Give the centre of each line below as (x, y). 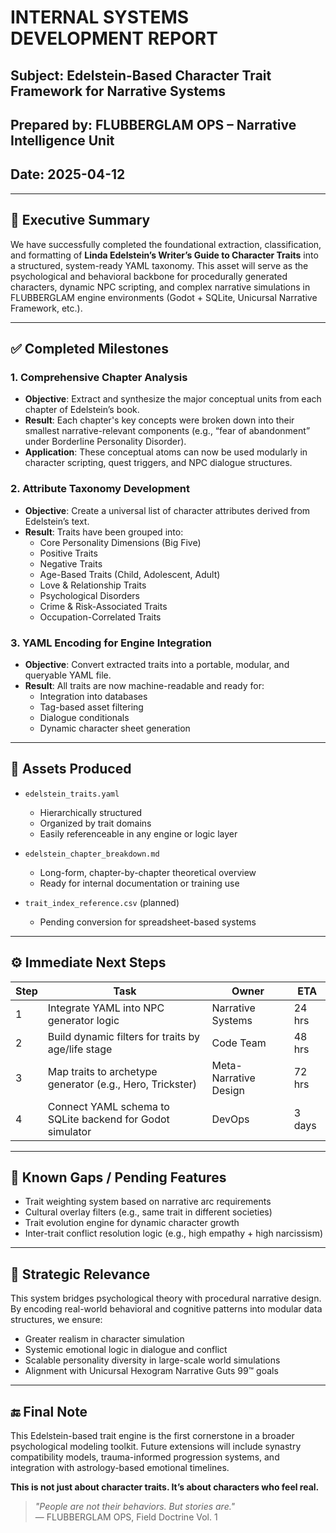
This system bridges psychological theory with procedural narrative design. (166, 1298)
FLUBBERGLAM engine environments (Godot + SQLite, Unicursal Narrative (164, 297)
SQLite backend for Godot (108, 1119)
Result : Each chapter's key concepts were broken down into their (159, 420)
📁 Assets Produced (71, 769)
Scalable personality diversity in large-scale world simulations (152, 1360)
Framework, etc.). (46, 308)
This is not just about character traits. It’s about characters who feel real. (165, 1487)
